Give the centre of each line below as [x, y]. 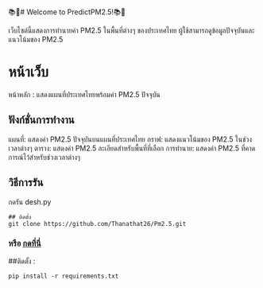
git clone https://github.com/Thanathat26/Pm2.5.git [97, 224]
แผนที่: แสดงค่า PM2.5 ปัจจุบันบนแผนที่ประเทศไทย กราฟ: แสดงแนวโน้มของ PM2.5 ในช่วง [130, 139]
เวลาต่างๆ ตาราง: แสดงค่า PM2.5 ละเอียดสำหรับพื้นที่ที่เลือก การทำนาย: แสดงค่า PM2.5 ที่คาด [132, 148]
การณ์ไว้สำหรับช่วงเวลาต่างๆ [44, 157]
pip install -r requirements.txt [64, 276]
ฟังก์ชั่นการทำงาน [41, 120]
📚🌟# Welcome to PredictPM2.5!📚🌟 [67, 12]
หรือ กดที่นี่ [25, 243]
